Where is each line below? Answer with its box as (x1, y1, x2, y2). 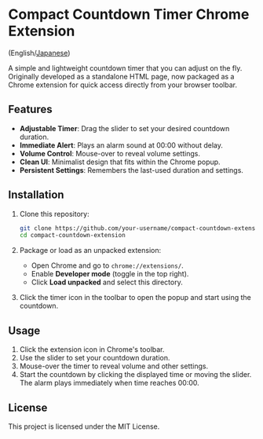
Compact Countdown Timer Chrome (8, 5, 250, 24)
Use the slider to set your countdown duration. (19, 353, 170, 363)
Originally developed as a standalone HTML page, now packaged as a (8, 71, 235, 81)
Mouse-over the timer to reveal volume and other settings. (19, 361, 209, 371)
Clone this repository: (19, 209, 89, 218)
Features (8, 103, 53, 116)
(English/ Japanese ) (8, 48, 71, 57)
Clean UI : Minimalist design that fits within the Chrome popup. (19, 157, 221, 166)
